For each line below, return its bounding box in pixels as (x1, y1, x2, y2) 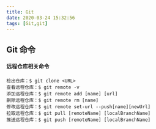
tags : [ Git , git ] (6, 20, 48, 26)
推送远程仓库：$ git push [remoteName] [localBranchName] (6, 117, 151, 123)
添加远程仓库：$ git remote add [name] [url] (6, 90, 118, 97)
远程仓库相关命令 (6, 62, 50, 70)
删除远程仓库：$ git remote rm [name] (6, 97, 99, 103)
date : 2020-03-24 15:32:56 (6, 15, 75, 21)
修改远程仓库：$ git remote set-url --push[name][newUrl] (6, 103, 151, 110)
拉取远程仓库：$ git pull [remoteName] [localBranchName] (6, 110, 151, 116)
